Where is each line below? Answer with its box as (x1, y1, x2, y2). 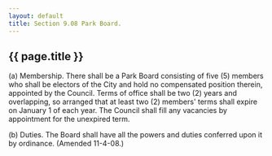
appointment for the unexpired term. (8, 115, 130, 124)
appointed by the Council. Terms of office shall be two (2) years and (8, 89, 238, 98)
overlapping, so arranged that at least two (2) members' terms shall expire (8, 97, 258, 106)
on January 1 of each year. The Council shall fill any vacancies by (8, 106, 228, 115)
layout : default (8, 11, 64, 20)
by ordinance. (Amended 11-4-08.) (8, 139, 125, 149)
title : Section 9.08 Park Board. (8, 19, 122, 28)
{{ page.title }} (8, 50, 84, 63)
